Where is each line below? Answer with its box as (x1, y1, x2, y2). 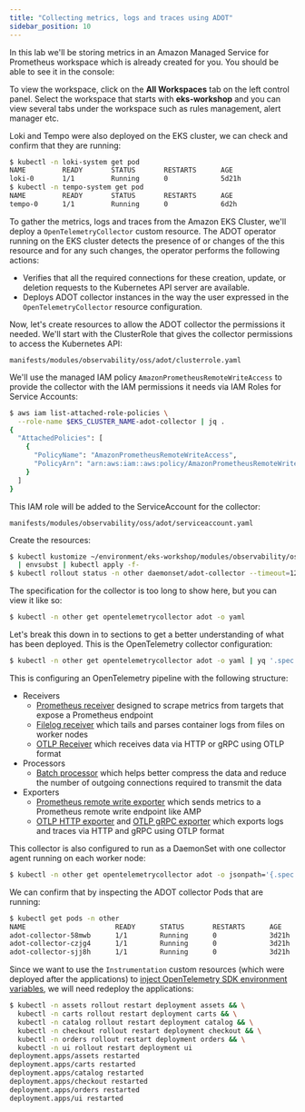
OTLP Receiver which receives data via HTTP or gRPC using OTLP (35, 738, 285, 750)
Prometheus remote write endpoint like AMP (35, 806, 202, 817)
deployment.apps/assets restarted (9, 1051, 141, 1061)
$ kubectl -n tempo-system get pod (9, 183, 144, 192)
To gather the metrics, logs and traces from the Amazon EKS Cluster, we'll (9, 215, 287, 227)
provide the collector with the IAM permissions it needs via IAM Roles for (9, 381, 281, 392)
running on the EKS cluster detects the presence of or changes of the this (9, 235, 285, 246)
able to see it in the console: (9, 65, 115, 77)
